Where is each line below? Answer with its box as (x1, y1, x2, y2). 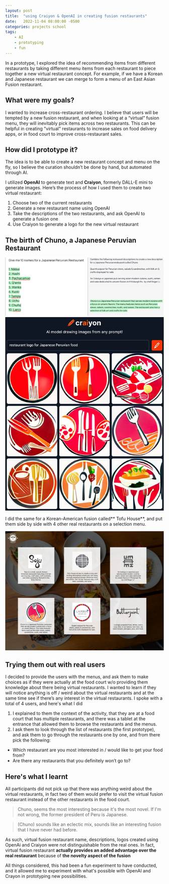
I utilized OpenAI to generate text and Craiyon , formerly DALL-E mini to (5, 179, 153, 185)
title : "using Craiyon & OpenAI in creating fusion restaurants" (5, 13, 147, 19)
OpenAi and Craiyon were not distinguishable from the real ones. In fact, (5, 842, 155, 848)
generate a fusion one (12, 216, 59, 222)
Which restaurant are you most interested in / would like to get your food (12, 747, 163, 753)
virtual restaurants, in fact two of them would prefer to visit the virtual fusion (5, 791, 163, 797)
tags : (5, 29, 17, 35)
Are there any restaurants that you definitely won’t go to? (12, 758, 131, 764)
